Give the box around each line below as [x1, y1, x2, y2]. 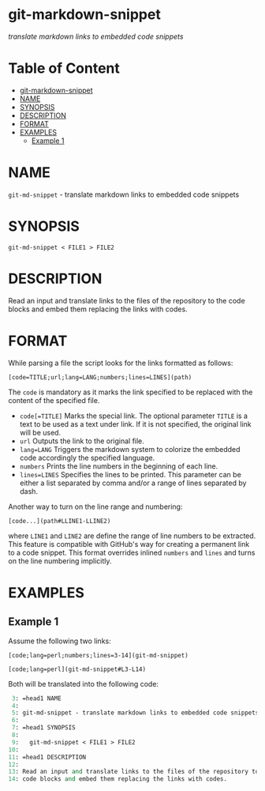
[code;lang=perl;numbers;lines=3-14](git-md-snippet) [8, 651, 189, 659]
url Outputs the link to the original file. [19, 436, 144, 446]
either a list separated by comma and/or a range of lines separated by [19, 478, 247, 488]
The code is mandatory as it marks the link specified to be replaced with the [8, 387, 253, 397]
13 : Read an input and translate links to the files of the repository [8, 768, 248, 776]
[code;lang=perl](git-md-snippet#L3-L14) [8, 665, 147, 673]
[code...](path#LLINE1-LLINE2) [8, 517, 111, 525]
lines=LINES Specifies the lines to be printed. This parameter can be [19, 469, 242, 479]
